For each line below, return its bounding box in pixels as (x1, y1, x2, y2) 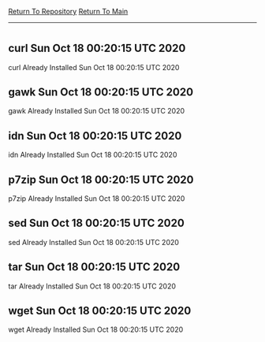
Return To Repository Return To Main (8, 7, 129, 16)
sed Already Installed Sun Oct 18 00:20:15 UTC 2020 (8, 237, 180, 247)
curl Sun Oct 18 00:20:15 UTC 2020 (8, 42, 186, 55)
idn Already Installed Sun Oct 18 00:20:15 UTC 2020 (8, 150, 177, 160)
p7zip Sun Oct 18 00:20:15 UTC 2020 (8, 173, 194, 186)
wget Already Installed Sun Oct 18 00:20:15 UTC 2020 (8, 325, 184, 334)
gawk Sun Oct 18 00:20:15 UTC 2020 (8, 86, 194, 99)
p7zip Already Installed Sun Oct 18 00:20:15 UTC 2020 (8, 194, 185, 203)
